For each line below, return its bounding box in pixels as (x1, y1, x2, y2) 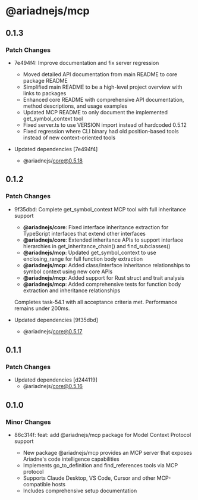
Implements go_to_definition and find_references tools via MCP (23, 461, 178, 468)
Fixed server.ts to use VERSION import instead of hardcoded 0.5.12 (23, 121, 187, 129)
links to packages (23, 89, 67, 96)
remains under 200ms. (14, 305, 70, 312)
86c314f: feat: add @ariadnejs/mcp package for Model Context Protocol (14, 431, 191, 438)
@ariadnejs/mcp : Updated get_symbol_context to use (23, 249, 156, 256)
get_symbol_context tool (23, 115, 83, 122)
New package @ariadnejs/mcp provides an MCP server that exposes (23, 449, 193, 456)
